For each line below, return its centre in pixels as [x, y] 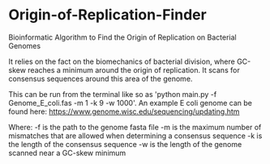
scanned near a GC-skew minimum [67, 153]
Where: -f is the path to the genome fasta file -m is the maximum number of [135, 127]
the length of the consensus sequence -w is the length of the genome [125, 144]
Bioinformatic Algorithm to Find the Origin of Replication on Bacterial [122, 37]
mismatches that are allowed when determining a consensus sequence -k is [135, 136]
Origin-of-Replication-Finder [107, 15]
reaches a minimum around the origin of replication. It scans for [134, 69]
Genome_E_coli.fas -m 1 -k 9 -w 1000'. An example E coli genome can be [131, 103]
